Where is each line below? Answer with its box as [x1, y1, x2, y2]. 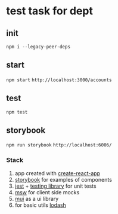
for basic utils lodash [14, 201, 67, 209]
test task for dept [6, 4, 94, 18]
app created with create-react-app [14, 169, 100, 177]
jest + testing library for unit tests [14, 182, 97, 189]
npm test [6, 109, 28, 115]
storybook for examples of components [14, 176, 112, 183]
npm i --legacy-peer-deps [6, 44, 70, 50]
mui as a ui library [14, 195, 59, 202]
